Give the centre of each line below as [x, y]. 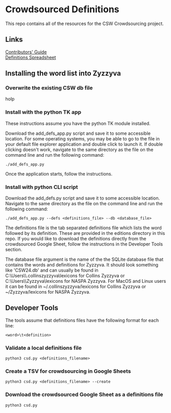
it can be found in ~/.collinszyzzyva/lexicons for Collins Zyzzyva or [76, 286]
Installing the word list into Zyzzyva [63, 73]
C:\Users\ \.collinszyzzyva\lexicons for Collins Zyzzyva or [65, 276]
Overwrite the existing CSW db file [49, 88]
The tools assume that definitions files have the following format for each [82, 320]
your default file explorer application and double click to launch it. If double [84, 144]
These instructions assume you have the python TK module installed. [78, 123]
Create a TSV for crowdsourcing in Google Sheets [68, 371]
